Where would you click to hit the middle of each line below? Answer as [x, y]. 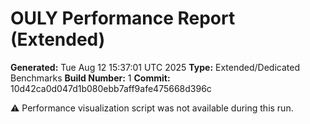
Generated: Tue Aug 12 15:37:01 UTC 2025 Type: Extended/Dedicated [155, 67]
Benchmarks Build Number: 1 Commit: [90, 78]
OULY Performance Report [123, 18]
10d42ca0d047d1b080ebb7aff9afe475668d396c [111, 88]
